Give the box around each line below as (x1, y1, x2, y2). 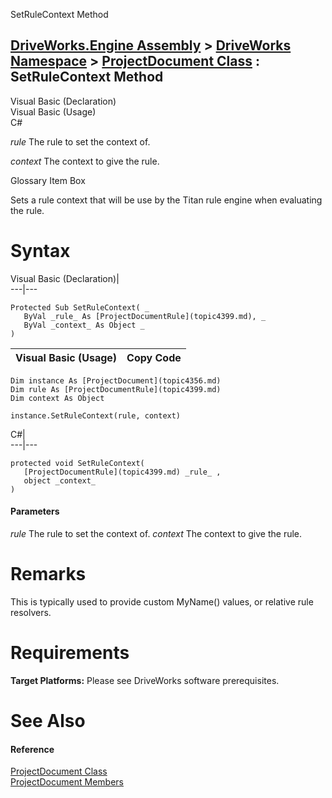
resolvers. (10, 606, 52, 618)
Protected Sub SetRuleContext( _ (10, 302, 150, 313)
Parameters (10, 505, 60, 518)
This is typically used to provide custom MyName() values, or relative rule (10, 595, 314, 608)
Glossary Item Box (10, 174, 86, 186)
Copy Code (126, 350, 182, 364)
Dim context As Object (10, 393, 105, 403)
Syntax (10, 240, 71, 262)
